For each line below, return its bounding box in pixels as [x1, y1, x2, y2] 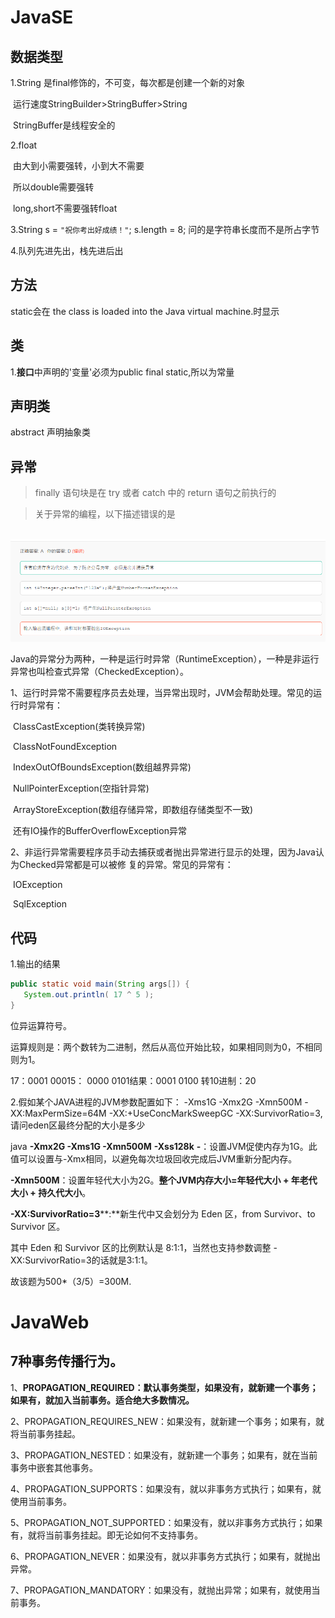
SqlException [12, 898, 67, 910]
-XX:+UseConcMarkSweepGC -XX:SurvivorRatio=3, [108, 1107, 323, 1119]
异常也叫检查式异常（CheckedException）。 [10, 666, 189, 678]
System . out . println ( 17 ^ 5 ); [23, 990, 155, 1000]
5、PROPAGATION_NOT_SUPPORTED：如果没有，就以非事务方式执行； [10, 1516, 306, 1528]
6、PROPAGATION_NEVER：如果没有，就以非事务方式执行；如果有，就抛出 [10, 1550, 321, 1562]
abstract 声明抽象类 [10, 426, 92, 438]
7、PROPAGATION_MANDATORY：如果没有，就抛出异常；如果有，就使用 [10, 1584, 312, 1596]
